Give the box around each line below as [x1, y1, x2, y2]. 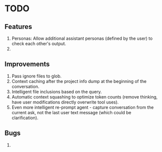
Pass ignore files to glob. [11, 73, 62, 79]
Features [4, 23, 32, 31]
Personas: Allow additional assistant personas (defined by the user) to [11, 35, 153, 41]
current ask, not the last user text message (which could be [11, 109, 132, 115]
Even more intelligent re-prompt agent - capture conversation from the [11, 104, 154, 110]
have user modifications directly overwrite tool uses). [11, 99, 119, 105]
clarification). [11, 115, 39, 121]
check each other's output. [11, 41, 66, 47]
